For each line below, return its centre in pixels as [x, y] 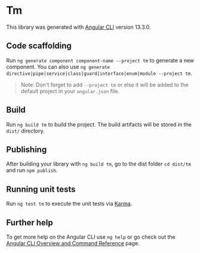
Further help [30, 222]
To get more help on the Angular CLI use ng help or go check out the [91, 237]
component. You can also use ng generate [58, 67]
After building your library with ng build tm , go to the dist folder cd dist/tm [99, 164]
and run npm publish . [32, 170]
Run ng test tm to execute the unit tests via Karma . [69, 204]
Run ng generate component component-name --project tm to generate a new [100, 60]
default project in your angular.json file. [70, 91]
